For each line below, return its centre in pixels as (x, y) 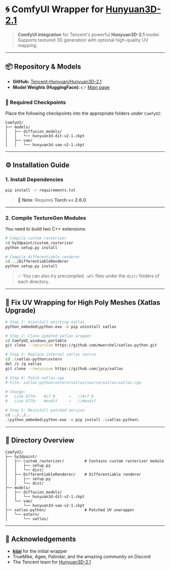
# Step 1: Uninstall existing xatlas (45, 322)
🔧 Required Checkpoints (36, 102)
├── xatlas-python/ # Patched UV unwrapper (70, 510)
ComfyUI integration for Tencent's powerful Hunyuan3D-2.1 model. (89, 35)
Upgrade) (20, 310)
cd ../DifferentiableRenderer (37, 262)
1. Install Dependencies (34, 180)
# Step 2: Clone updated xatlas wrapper (49, 336)
